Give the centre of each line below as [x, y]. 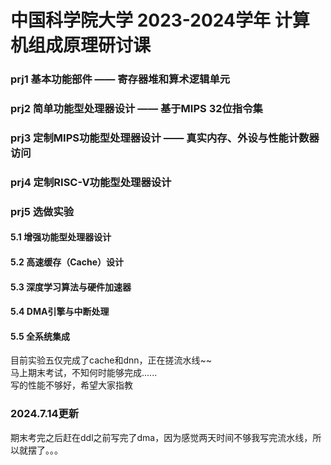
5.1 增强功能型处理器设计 [61, 237]
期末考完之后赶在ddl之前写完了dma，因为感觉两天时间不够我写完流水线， [161, 437]
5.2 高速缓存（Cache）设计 [67, 262]
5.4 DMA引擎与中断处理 [60, 312]
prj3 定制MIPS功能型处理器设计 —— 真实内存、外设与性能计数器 [165, 138]
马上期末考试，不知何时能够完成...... [84, 373]
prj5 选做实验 [42, 211]
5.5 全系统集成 [40, 336]
